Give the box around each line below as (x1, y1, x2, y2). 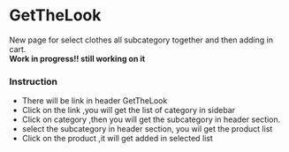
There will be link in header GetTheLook (21, 95, 168, 106)
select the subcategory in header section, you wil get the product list (21, 124, 273, 134)
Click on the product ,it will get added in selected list (21, 133, 214, 144)
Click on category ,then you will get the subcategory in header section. (21, 114, 281, 125)
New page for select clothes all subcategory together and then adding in (9, 34, 274, 45)
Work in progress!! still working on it (9, 53, 146, 64)
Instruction (9, 75, 58, 87)
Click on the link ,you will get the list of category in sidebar (21, 105, 236, 116)
